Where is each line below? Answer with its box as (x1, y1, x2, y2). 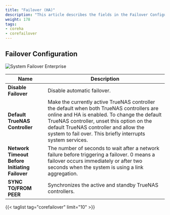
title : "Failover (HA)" (5, 7, 56, 13)
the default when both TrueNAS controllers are (48, 104, 159, 112)
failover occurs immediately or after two (48, 157, 143, 164)
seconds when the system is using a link (48, 163, 144, 170)
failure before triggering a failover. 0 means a (48, 151, 155, 158)
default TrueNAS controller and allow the (48, 124, 145, 131)
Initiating (8, 163, 30, 170)
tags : (5, 21, 17, 27)
